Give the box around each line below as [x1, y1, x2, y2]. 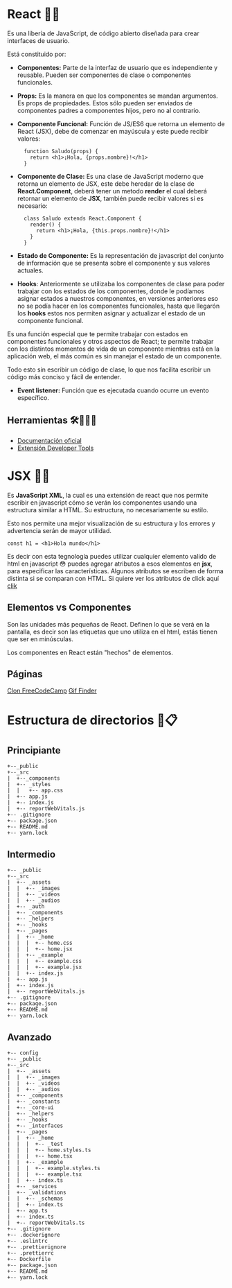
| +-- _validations [7, 1189, 67, 1196]
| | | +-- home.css [7, 939, 73, 947]
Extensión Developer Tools [17, 444, 94, 452]
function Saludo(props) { [24, 148, 98, 155]
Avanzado [7, 1031, 52, 1043]
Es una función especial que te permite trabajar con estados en [7, 329, 188, 338]
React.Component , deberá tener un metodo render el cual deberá [17, 186, 208, 195]
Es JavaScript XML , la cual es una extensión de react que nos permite [7, 491, 209, 499]
